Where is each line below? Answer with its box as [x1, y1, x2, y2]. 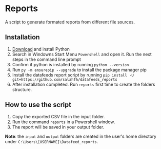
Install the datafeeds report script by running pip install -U [12, 72, 134, 78]
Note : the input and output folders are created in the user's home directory [5, 133, 157, 139]
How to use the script [5, 101, 72, 109]
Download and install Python [12, 46, 70, 52]
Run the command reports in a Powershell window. [12, 119, 115, 125]
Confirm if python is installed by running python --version [12, 61, 129, 67]
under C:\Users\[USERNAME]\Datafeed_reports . [5, 138, 99, 144]
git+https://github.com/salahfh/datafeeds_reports [12, 77, 118, 82]
